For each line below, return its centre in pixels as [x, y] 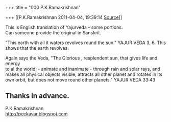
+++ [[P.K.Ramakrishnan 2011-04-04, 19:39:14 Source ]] [64, 17]
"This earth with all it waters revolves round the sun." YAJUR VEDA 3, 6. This [86, 43]
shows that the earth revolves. [37, 48]
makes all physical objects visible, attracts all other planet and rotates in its [84, 74]
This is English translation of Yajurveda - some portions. [64, 27]
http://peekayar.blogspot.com [36, 114]
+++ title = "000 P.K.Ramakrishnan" [43, 7]
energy [13, 63]
